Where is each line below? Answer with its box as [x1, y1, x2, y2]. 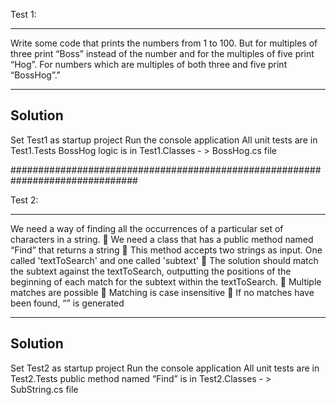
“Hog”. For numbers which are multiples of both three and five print [10, 59, 288, 70]
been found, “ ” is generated [10, 297, 125, 309]
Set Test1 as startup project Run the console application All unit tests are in [10, 134, 318, 146]
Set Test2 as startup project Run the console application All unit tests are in [10, 362, 320, 374]
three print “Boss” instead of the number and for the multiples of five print [10, 48, 315, 59]
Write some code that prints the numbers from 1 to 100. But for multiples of [10, 37, 318, 49]
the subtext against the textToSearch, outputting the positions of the [10, 265, 292, 277]
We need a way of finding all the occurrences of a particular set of [10, 222, 284, 234]
